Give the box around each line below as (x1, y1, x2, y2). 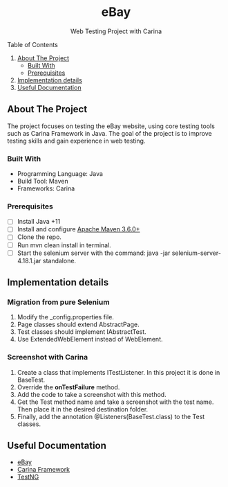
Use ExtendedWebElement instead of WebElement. (17, 335, 163, 344)
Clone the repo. (17, 233, 62, 241)
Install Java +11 (17, 218, 61, 226)
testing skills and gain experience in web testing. (7, 136, 146, 145)
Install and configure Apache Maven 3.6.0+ (17, 225, 140, 233)
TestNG (17, 472, 39, 481)
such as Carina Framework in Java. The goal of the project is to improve (7, 129, 212, 137)
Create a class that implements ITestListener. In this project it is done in (17, 368, 220, 376)
